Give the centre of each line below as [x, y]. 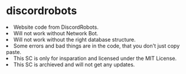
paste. [14, 52]
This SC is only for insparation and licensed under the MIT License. [95, 58]
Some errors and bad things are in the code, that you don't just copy [97, 46]
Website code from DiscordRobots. [56, 27]
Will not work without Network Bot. [56, 33]
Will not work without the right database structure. [75, 39]
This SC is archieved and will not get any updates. [74, 64]
